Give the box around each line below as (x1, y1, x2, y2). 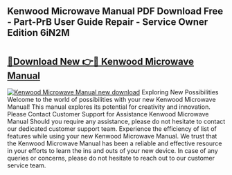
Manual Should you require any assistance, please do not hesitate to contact (7, 117, 226, 125)
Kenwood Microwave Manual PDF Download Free (7, 6, 224, 17)
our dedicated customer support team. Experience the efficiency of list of (7, 125, 217, 133)
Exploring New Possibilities (141, 88, 219, 96)
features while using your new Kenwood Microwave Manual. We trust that (7, 132, 217, 140)
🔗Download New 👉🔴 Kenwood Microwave (7, 55, 195, 68)
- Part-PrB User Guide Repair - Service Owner (7, 17, 208, 28)
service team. (7, 161, 46, 169)
